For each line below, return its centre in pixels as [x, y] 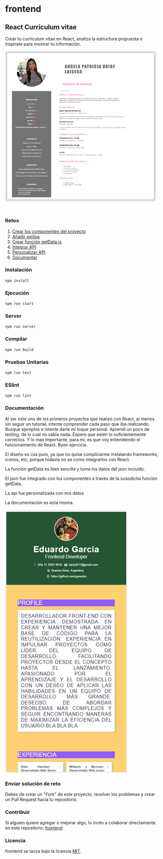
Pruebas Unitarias [27, 362]
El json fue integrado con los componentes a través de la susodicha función [81, 478]
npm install [17, 281]
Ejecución [17, 293]
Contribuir [18, 812]
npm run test [18, 373]
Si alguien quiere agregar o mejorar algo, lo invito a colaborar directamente [81, 823]
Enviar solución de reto [33, 784]
